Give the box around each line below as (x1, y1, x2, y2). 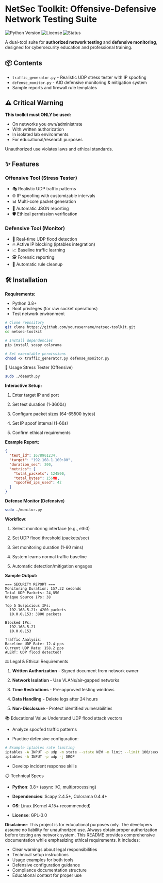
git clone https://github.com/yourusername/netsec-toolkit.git (5, 325, 136, 330)
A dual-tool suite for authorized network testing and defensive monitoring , (5, 39, 158, 45)
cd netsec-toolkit (5, 329, 42, 334)
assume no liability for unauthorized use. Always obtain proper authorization (5, 827, 158, 833)
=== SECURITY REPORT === (5, 582, 55, 587)
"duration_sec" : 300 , (9, 462, 53, 467)
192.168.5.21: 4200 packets (9, 607, 66, 612)
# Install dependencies (5, 338, 53, 343)
